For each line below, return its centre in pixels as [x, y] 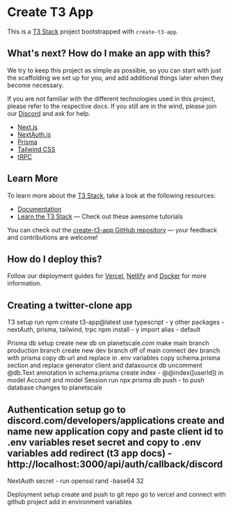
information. [25, 283]
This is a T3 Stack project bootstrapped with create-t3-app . [93, 31]
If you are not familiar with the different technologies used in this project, [111, 98]
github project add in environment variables [70, 502]
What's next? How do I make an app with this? [109, 53]
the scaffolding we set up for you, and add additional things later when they [115, 77]
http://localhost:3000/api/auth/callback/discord [115, 464]
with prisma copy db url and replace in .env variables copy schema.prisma [114, 358]
